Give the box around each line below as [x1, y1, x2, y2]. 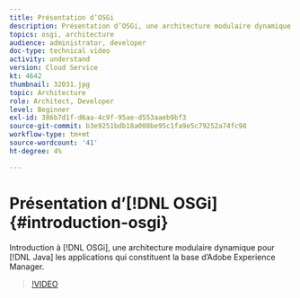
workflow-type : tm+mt [9, 130, 91, 139]
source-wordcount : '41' [9, 138, 99, 147]
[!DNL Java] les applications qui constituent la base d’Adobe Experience [9, 251, 276, 262]
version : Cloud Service [9, 64, 99, 73]
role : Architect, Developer [9, 96, 115, 106]
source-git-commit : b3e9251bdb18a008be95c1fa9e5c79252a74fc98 [9, 122, 247, 131]
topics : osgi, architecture [9, 30, 115, 39]
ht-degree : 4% [9, 146, 63, 155]
